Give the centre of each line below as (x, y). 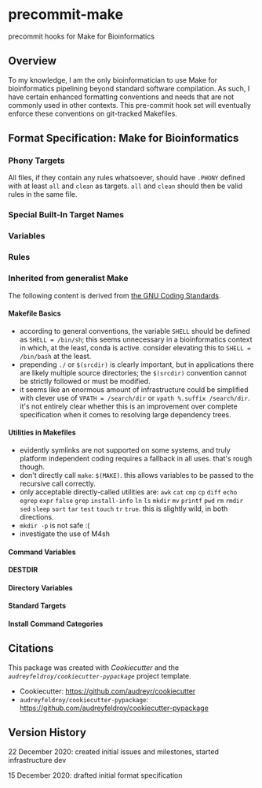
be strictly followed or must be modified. (85, 381)
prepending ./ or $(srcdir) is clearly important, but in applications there (136, 364)
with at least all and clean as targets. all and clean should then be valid (126, 186)
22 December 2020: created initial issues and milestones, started (114, 751)
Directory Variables (40, 587)
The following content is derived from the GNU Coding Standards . (115, 295)
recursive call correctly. (58, 483)
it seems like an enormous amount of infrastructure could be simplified (134, 389)
